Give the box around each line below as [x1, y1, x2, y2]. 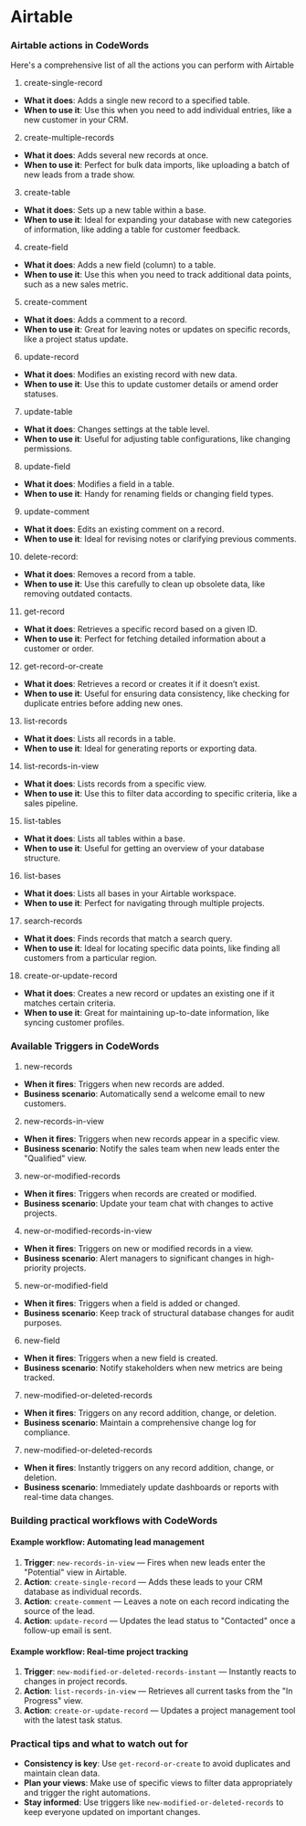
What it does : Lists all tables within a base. [23, 833, 185, 844]
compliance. [23, 1427, 71, 1438]
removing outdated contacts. [23, 588, 133, 599]
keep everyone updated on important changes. [23, 1807, 201, 1818]
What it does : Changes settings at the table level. [23, 424, 210, 435]
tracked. [23, 1372, 56, 1383]
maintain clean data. [23, 1768, 100, 1779]
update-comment [23, 506, 90, 517]
